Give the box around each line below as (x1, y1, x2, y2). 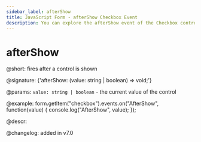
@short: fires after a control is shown (6, 65, 98, 72)
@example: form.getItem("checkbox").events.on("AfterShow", (6, 100, 159, 107)
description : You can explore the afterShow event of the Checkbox (6, 20, 178, 26)
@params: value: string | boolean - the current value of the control (6, 88, 176, 95)
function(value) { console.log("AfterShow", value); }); (6, 106, 136, 113)
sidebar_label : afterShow (6, 8, 71, 15)
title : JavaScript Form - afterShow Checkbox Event (6, 14, 138, 20)
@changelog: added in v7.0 (6, 129, 74, 137)
